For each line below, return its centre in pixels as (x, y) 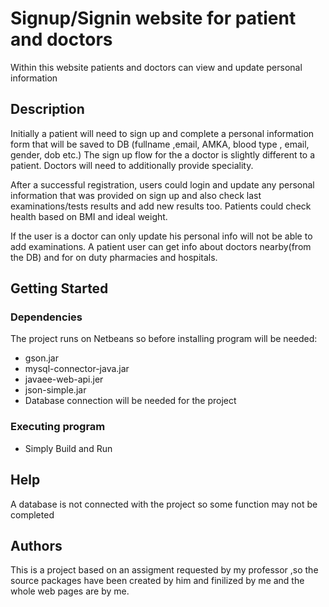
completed (32, 514)
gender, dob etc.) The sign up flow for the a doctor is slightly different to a (163, 154)
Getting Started (59, 288)
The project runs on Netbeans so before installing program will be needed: (164, 339)
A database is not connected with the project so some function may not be (164, 504)
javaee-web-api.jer (64, 379)
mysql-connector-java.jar (77, 369)
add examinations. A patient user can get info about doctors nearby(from (161, 246)
